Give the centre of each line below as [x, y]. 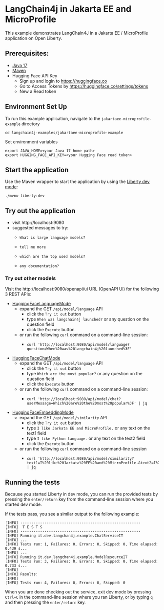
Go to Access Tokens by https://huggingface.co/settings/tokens [84, 86]
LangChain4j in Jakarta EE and [68, 9]
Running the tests [32, 482]
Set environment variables [31, 142]
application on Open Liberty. [34, 38]
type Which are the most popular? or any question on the [84, 374]
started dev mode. [24, 504]
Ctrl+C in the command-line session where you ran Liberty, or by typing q [79, 597]
